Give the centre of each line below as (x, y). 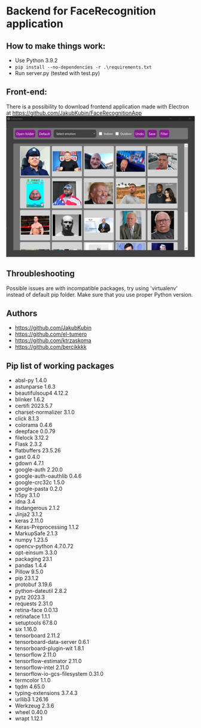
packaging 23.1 (33, 559)
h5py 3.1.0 (27, 495)
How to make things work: (56, 46)
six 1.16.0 (26, 629)
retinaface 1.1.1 (32, 616)
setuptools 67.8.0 (36, 623)
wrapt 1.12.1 (29, 718)
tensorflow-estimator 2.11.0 (48, 661)
